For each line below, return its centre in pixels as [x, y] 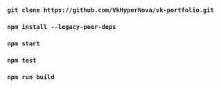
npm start [24, 43]
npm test [22, 60]
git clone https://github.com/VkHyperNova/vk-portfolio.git [111, 10]
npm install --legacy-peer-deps [62, 26]
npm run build [31, 77]
